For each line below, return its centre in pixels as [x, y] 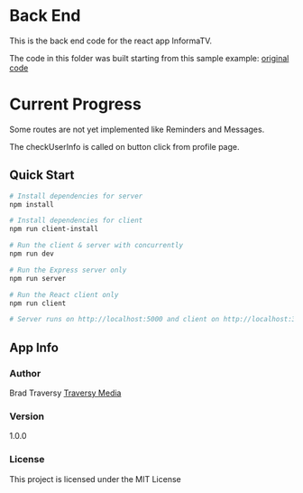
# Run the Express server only [68, 270]
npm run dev [32, 254]
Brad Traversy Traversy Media [65, 393]
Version [27, 416]
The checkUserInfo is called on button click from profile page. [125, 146]
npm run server [38, 278]
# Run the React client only [64, 294]
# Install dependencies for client [76, 221]
